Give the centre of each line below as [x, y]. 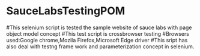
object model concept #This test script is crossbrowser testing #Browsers [98, 33]
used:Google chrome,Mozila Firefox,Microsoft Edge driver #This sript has [97, 40]
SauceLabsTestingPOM [66, 11]
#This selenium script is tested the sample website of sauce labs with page [99, 27]
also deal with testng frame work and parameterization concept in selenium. [100, 46]
